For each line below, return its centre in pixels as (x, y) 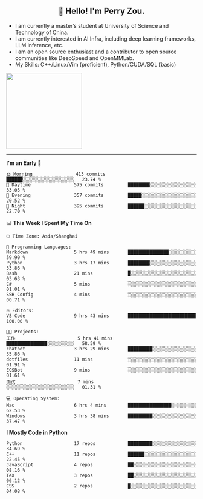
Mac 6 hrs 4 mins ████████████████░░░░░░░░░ (101, 405)
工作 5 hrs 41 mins (60, 338)
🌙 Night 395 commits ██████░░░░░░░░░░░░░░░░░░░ (101, 206)
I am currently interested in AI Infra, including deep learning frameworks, (105, 39)
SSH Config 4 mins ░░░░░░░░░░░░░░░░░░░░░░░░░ (101, 295)
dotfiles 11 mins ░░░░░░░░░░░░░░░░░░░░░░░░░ (101, 359)
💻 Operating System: (33, 398)
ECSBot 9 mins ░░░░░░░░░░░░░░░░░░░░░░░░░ (101, 370)
